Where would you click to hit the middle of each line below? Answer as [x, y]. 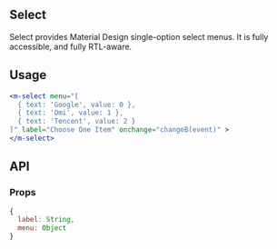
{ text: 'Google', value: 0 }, [77, 105]
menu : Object [42, 228]
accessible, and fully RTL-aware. [71, 46]
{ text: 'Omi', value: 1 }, [71, 113]
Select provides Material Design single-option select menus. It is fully [139, 36]
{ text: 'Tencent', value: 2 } [77, 122]
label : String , [46, 220]
